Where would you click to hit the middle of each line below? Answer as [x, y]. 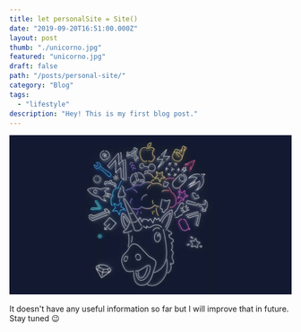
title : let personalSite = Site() [74, 19]
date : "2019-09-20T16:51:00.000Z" [74, 28]
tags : [19, 94]
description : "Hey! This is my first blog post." [104, 114]
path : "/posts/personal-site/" [68, 76]
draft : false [34, 66]
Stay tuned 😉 [34, 318]
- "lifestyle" [43, 104]
